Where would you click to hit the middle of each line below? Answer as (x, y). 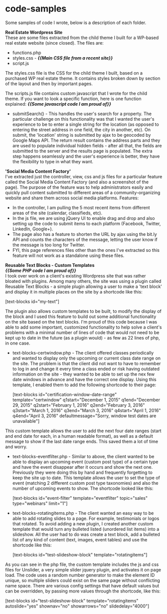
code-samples (36, 9)
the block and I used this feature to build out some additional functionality (81, 317)
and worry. (16, 447)
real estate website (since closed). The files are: (54, 43)
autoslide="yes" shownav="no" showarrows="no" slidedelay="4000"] (77, 606)
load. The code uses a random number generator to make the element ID (80, 575)
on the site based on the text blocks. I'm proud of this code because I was (81, 322)
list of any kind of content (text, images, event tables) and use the (80, 539)
